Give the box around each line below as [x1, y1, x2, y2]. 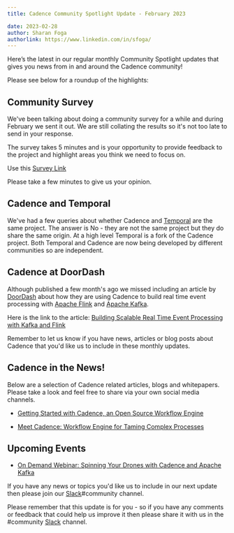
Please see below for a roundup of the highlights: [7, 76, 149, 85]
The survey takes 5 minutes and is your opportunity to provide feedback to [7, 143, 223, 152]
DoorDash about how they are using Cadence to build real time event [7, 292, 206, 300]
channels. [7, 395, 36, 404]
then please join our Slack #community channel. [7, 490, 145, 498]
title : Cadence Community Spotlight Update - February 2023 [7, 10, 187, 17]
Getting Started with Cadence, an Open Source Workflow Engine [17, 409, 204, 417]
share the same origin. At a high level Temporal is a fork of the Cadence [7, 231, 214, 240]
